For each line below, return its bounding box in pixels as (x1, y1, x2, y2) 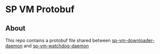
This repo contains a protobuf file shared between (5, 37, 111, 43)
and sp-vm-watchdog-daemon (24, 43, 89, 49)
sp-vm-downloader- (111, 37, 155, 43)
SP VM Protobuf (5, 4, 75, 15)
